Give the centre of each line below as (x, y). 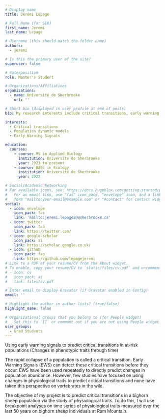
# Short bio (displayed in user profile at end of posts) (66, 109)
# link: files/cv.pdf (29, 282)
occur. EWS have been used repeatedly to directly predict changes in (75, 370)
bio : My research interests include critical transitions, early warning (82, 113)
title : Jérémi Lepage (27, 14)
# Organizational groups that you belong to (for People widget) (73, 317)
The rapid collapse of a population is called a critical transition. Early (74, 360)
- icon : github (25, 250)
